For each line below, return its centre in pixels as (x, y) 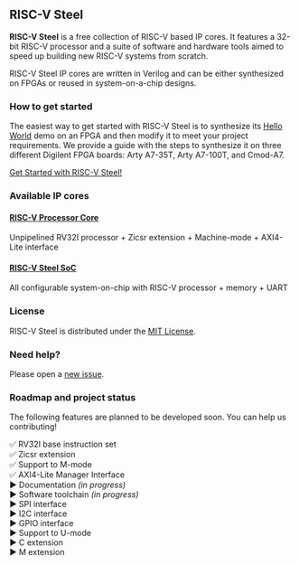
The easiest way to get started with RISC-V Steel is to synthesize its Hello (146, 127)
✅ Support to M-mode (51, 465)
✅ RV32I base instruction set (63, 444)
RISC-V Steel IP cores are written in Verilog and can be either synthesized (147, 73)
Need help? (35, 354)
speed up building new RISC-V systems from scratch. (109, 56)
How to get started (51, 106)
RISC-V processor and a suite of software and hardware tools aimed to (153, 46)
